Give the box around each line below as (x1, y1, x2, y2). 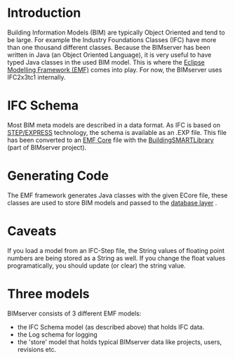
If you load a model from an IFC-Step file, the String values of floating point (7, 246, 225, 254)
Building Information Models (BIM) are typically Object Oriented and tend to (7, 28, 226, 37)
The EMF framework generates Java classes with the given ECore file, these (7, 191, 228, 200)
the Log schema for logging (17, 330, 98, 339)
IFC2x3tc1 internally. (7, 72, 66, 81)
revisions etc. (17, 345, 57, 353)
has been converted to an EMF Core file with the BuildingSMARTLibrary (7, 136, 214, 144)
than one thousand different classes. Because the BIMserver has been (7, 43, 210, 51)
